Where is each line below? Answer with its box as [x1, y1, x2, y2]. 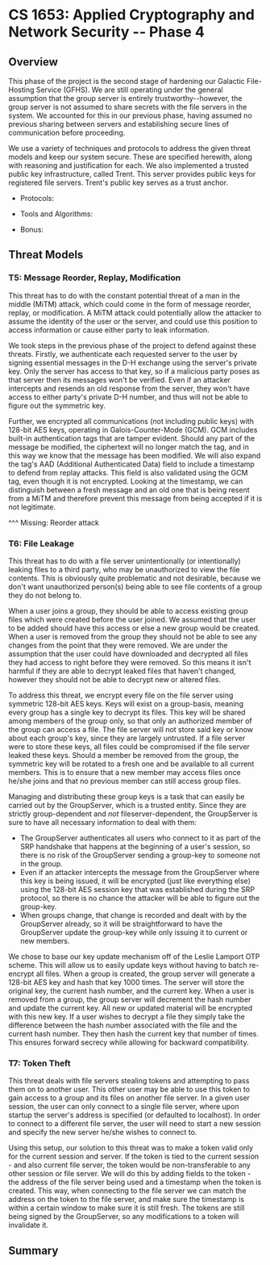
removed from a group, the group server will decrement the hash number [8, 995, 251, 1004]
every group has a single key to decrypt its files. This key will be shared [8, 707, 246, 717]
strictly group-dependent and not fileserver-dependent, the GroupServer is [8, 809, 258, 819]
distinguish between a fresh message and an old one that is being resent [8, 484, 250, 494]
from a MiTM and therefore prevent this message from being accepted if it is [8, 493, 263, 503]
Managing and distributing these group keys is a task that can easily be [8, 791, 245, 801]
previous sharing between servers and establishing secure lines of [8, 119, 230, 128]
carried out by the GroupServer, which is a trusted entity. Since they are [8, 800, 247, 810]
